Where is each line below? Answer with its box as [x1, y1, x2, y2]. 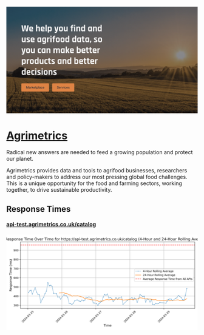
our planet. [6, 155, 33, 163]
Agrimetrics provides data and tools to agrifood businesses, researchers [6, 167, 188, 174]
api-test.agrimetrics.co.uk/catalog [6, 221, 97, 228]
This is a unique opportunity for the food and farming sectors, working [6, 180, 182, 187]
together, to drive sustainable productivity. [6, 186, 112, 194]
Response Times [6, 204, 71, 214]
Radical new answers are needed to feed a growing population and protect [6, 149, 193, 156]
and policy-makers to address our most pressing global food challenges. [6, 174, 188, 181]
